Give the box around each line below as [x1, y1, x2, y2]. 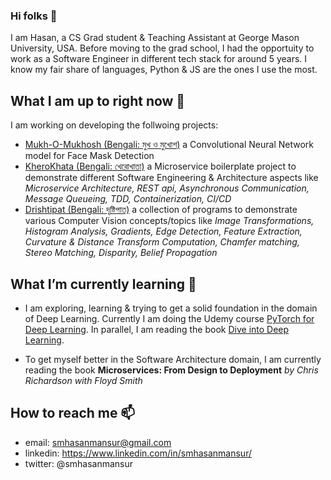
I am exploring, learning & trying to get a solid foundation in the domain [24, 302, 318, 314]
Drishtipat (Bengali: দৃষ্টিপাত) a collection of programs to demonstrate [24, 204, 298, 216]
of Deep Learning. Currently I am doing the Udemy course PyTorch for [24, 312, 315, 324]
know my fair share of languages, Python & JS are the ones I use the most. [10, 64, 318, 76]
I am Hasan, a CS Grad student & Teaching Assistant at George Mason [10, 32, 300, 44]
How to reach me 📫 [10, 405, 136, 422]
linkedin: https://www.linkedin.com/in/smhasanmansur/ [24, 447, 252, 459]
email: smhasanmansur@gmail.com [24, 436, 172, 448]
